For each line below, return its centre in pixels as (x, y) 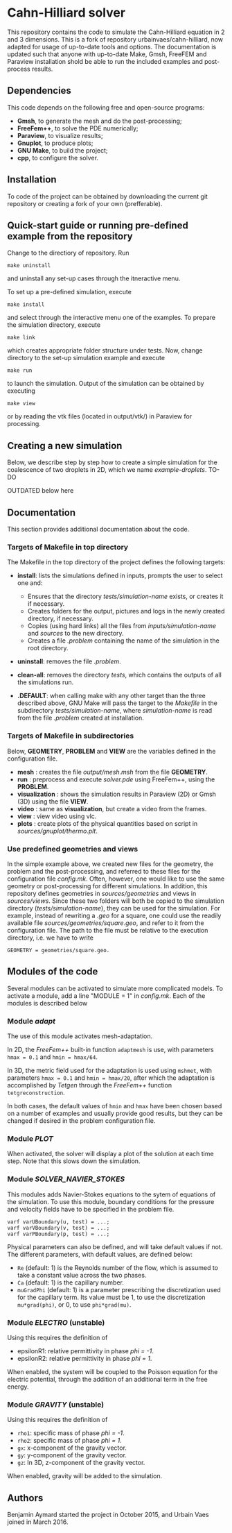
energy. (18, 1387)
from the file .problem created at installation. (80, 718)
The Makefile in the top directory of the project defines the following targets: (116, 562)
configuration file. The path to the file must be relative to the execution (108, 930)
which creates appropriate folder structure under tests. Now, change (105, 350)
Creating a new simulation (65, 446)
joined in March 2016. (38, 1522)
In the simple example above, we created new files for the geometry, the (110, 864)
